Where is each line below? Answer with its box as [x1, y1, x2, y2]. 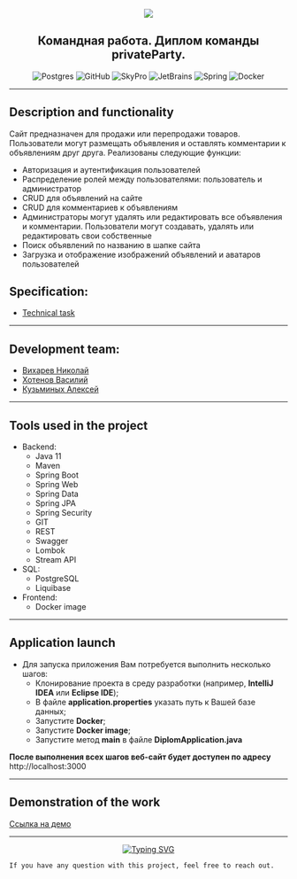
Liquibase [34, 583, 72, 594]
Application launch [9, 635, 117, 650]
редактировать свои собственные [21, 230, 152, 241]
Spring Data [34, 488, 80, 500]
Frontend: [21, 592, 57, 603]
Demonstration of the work [9, 795, 161, 810]
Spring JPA [34, 498, 77, 509]
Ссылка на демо [9, 818, 72, 828]
